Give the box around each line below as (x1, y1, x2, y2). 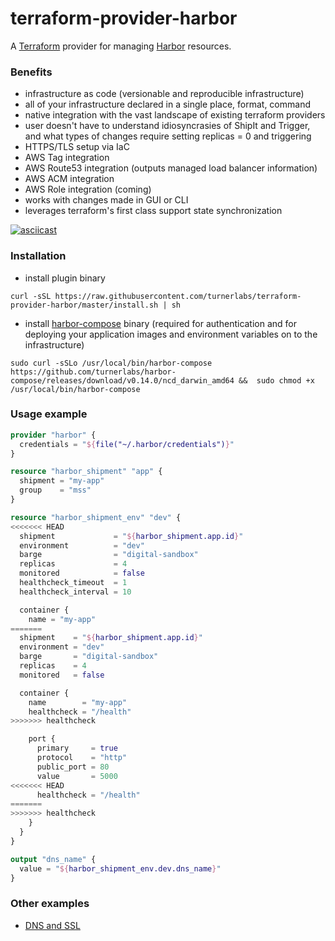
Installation (10, 249, 67, 263)
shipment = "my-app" (19, 476, 105, 486)
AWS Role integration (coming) (24, 183, 152, 196)
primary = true (36, 743, 118, 754)
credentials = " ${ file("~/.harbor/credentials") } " (19, 439, 235, 449)
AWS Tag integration (24, 152, 110, 164)
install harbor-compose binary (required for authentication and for (24, 317, 298, 329)
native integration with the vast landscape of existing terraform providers (24, 109, 326, 121)
